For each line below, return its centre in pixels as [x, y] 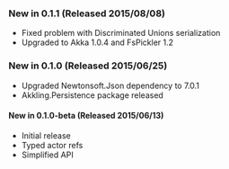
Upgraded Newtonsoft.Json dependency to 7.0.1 [110, 85]
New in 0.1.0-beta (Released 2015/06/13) [86, 116]
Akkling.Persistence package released [92, 95]
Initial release [46, 135]
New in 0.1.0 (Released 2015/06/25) [88, 66]
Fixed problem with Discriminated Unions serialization [121, 33]
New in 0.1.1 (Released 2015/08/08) [87, 13]
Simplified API [47, 155]
